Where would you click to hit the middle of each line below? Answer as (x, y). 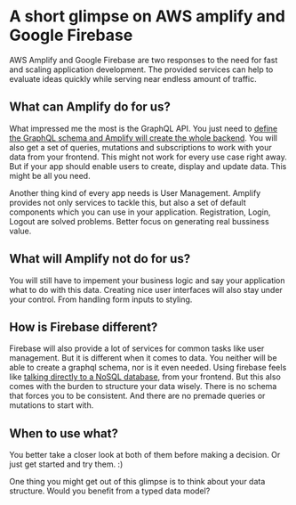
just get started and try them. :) (66, 464)
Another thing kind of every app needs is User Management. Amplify (135, 192)
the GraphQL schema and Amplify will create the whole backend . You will (144, 138)
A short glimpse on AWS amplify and (148, 16)
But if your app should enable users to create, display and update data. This (148, 166)
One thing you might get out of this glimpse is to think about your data (137, 482)
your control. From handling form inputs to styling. (101, 299)
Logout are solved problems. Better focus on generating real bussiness (139, 221)
